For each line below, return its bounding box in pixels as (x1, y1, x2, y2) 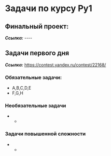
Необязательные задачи (5, 102, 66, 109)
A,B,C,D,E (12, 85, 31, 91)
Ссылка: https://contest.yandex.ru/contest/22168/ (5, 62, 106, 68)
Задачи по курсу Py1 (5, 3, 93, 14)
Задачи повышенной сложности (5, 130, 86, 137)
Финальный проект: (5, 22, 69, 31)
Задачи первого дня (5, 49, 69, 57)
